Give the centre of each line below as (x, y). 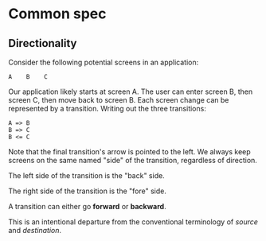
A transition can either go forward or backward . (87, 206)
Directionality (43, 43)
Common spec (57, 14)
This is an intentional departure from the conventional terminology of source (133, 222)
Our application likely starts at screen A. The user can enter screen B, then (131, 91)
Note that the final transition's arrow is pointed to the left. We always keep (129, 152)
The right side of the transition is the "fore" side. (88, 191)
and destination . (35, 230)
